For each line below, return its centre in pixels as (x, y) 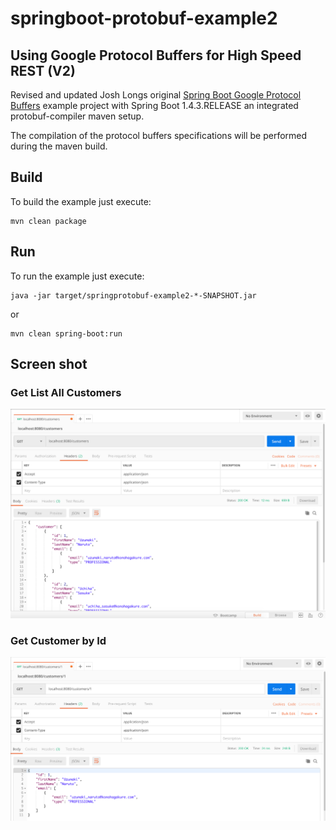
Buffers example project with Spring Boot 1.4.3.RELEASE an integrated (154, 105)
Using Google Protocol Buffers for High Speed (156, 55)
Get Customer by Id (58, 640)
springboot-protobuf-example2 (144, 18)
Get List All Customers (66, 392)
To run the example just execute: (77, 276)
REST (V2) (43, 70)
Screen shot (49, 364)
